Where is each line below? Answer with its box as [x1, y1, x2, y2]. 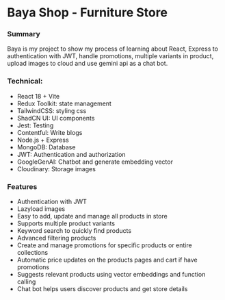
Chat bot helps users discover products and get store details [16, 285, 188, 293]
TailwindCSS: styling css [16, 106, 87, 114]
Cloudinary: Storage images [16, 164, 96, 173]
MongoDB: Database [16, 142, 76, 151]
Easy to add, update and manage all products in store [16, 212, 168, 221]
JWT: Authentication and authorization [16, 150, 126, 158]
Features [7, 182, 38, 191]
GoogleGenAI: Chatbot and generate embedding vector [16, 158, 173, 166]
